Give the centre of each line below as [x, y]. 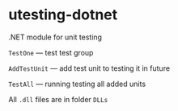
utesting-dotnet [63, 15]
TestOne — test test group [51, 52]
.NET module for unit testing [55, 37]
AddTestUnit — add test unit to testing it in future [89, 68]
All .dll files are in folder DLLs [58, 99]
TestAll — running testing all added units [77, 84]
